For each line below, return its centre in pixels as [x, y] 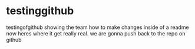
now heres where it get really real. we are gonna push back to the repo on [96, 33]
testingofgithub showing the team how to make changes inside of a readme [98, 27]
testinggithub [40, 11]
